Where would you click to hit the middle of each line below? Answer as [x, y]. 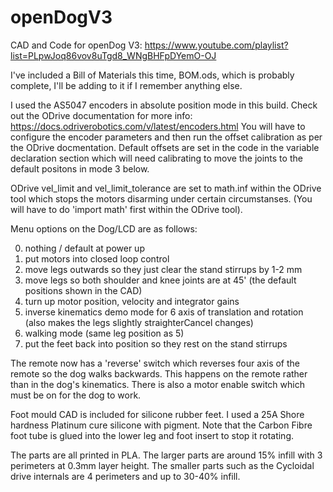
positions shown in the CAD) [83, 290]
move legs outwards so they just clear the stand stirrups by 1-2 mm [163, 269]
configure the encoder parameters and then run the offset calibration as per [166, 137]
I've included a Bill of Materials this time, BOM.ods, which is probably [152, 75]
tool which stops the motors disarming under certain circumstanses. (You [161, 198]
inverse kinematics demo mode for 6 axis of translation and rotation [164, 312]
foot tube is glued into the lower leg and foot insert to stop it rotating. [152, 435]
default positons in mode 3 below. [80, 168]
